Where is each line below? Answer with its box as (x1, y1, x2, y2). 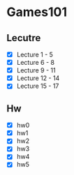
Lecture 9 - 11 (16, 66, 57, 75)
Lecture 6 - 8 (16, 59, 55, 67)
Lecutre (6, 32, 41, 44)
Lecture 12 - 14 (16, 74, 60, 82)
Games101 (6, 4, 68, 20)
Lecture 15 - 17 (16, 82, 59, 91)
